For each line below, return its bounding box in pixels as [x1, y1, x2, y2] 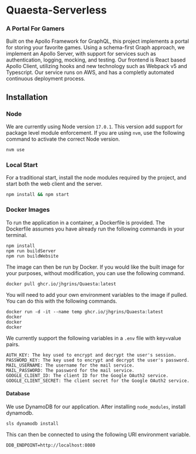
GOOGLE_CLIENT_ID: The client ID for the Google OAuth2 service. [6, 372, 169, 378]
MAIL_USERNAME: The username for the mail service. [6, 362, 135, 368]
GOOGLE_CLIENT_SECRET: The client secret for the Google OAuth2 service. [6, 378, 190, 384]
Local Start [6, 161, 38, 169]
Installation [6, 92, 48, 102]
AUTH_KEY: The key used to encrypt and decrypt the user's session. [6, 352, 177, 358]
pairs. [6, 341, 20, 348]
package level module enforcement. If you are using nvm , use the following [6, 130, 185, 137]
